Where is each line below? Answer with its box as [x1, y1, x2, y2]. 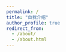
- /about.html [11, 36, 47, 42]
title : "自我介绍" [6, 14, 49, 20]
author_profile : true [6, 20, 61, 26]
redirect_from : [6, 25, 44, 32]
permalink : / [6, 8, 39, 15]
